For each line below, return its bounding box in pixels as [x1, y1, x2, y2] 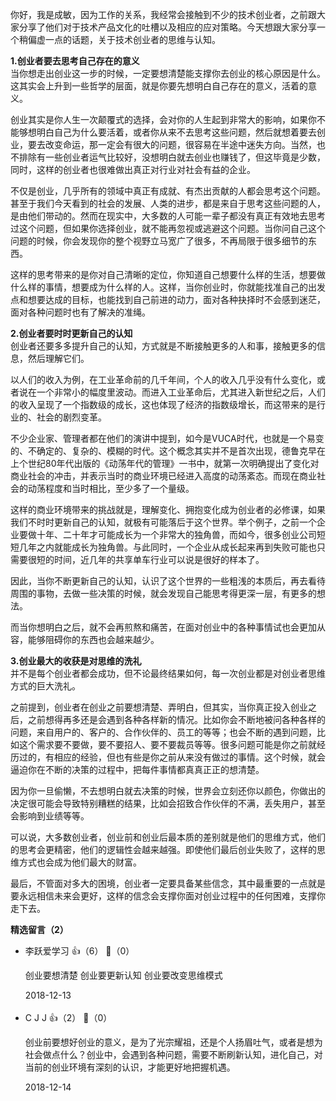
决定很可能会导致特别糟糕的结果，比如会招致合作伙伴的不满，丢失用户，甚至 [10, 798, 326, 809]
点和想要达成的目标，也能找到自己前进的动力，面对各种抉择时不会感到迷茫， [10, 294, 326, 305]
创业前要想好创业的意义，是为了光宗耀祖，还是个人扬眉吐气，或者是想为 [24, 1036, 323, 1048]
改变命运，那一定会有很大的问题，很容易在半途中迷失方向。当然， [44, 139, 317, 150]
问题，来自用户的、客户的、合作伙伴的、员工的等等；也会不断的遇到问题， [10, 726, 317, 738]
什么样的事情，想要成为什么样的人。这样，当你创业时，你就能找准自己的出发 [10, 281, 326, 293]
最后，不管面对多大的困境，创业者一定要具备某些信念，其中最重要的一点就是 [10, 878, 326, 889]
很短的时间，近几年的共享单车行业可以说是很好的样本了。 [27, 554, 265, 565]
